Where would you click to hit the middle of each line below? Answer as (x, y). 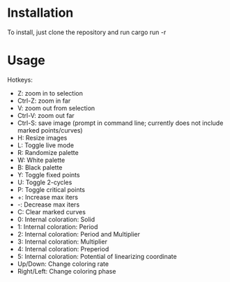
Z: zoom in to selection (50, 93)
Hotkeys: (20, 80)
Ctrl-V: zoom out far (46, 115)
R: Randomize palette (48, 152)
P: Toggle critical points (51, 189)
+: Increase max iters (48, 197)
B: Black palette (40, 167)
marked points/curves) (50, 130)
